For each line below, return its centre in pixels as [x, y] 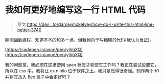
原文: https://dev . [34, 24]
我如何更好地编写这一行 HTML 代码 [75, 10]
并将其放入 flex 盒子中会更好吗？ [38, 77]
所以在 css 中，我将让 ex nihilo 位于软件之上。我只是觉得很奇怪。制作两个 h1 [82, 70]
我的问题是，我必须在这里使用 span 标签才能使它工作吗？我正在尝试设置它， [82, 65]
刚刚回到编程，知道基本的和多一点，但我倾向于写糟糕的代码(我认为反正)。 [80, 40]
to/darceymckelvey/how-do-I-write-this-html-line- [104, 24]
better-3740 [29, 30]
